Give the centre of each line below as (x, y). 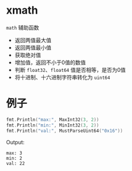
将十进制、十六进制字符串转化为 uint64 (62, 77)
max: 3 (14, 153)
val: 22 (16, 163)
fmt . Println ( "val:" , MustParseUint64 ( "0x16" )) (65, 131)
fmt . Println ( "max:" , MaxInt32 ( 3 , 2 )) (53, 119)
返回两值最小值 (33, 47)
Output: (15, 142)
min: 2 (14, 158)
